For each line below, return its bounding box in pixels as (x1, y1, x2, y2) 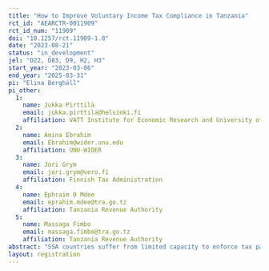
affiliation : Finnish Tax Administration (22, 176, 163, 184)
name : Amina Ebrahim (22, 131, 91, 139)
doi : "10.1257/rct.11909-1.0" (8, 34, 110, 42)
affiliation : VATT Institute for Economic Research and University (22, 116, 252, 124)
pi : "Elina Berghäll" (8, 79, 81, 87)
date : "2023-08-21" (8, 42, 74, 50)
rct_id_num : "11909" (8, 26, 78, 34)
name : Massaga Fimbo (22, 220, 91, 229)
